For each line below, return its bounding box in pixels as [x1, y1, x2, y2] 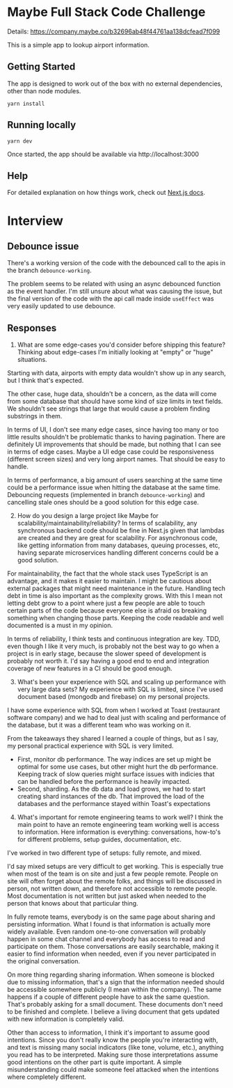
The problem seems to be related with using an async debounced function [7, 280, 221, 288]
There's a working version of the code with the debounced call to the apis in [7, 259, 226, 267]
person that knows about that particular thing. [7, 899, 138, 908]
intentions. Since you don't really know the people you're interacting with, [7, 1036, 218, 1044]
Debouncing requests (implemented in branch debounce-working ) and [7, 491, 205, 499]
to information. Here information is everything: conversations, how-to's [17, 828, 221, 836]
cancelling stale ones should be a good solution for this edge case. [7, 498, 200, 507]
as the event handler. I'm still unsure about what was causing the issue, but [7, 287, 223, 296]
